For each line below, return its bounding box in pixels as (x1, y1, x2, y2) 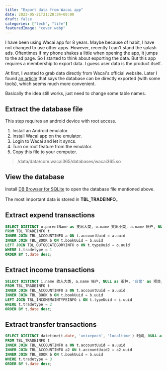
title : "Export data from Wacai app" (5, 7, 83, 12)
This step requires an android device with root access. (5, 118, 117, 124)
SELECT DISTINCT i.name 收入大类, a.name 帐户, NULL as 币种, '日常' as (5, 279, 152, 284)
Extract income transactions (5, 266, 95, 274)
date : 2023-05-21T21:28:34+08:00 (5, 12, 75, 17)
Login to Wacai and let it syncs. (12, 138, 77, 144)
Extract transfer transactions (5, 320, 97, 329)
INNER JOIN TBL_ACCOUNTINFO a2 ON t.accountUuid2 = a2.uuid (5, 348, 133, 353)
